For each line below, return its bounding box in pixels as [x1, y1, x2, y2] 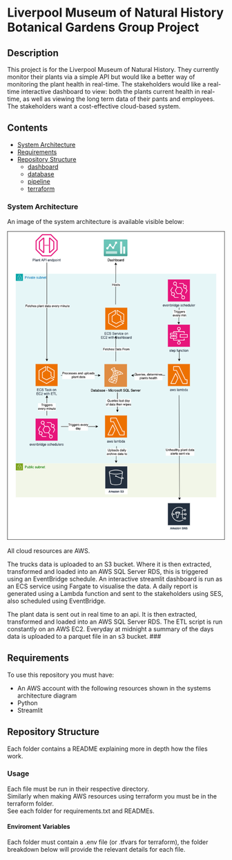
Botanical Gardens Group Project [7, 19, 200, 35]
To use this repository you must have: [7, 671, 115, 679]
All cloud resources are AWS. [7, 546, 90, 554]
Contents [7, 122, 48, 134]
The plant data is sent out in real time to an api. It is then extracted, [7, 610, 197, 618]
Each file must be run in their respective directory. [7, 785, 150, 793]
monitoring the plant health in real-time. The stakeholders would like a [7, 80, 206, 88]
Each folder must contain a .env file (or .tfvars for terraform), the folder [7, 838, 209, 846]
